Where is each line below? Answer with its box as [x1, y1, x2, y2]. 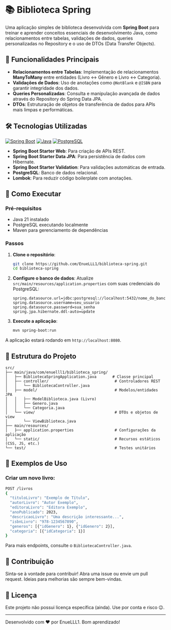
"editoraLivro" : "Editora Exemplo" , [10, 505, 88, 510]
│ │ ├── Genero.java [5, 401, 58, 406]
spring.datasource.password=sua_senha [12, 305, 95, 310]
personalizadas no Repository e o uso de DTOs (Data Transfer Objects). [5, 40, 156, 46]
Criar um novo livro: [5, 474, 55, 482]
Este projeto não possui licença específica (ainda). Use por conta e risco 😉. [5, 604, 165, 610]
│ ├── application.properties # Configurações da [5, 428, 156, 433]
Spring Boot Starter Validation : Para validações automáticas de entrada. [12, 164, 165, 170]
